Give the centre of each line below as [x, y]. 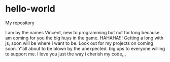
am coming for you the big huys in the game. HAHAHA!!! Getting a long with [84, 38]
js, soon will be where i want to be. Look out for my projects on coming [79, 43]
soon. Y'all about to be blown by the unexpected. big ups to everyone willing [85, 48]
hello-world [30, 9]
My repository [20, 23]
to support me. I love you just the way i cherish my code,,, [66, 54]
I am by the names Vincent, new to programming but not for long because [82, 32]
